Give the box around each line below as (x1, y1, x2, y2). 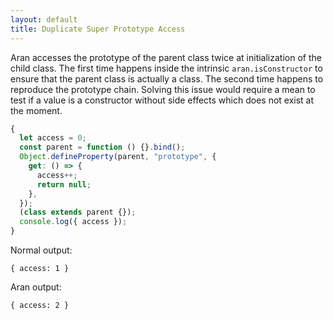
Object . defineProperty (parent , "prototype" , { (19, 152, 217, 162)
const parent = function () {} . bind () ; (19, 142, 186, 153)
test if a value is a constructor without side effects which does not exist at (10, 94, 315, 106)
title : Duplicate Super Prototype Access (10, 24, 186, 34)
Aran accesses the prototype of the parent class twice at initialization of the (10, 51, 322, 63)
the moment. (10, 104, 63, 116)
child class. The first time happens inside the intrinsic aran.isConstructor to (10, 62, 323, 74)
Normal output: (10, 244, 73, 256)
